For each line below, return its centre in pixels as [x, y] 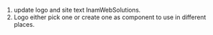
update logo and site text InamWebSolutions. [77, 10]
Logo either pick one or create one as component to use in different [110, 17]
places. [24, 24]
